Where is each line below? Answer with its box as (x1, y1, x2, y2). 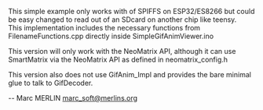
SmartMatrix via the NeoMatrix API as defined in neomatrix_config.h (8, 55, 228, 64)
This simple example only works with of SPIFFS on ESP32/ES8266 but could (8, 7, 255, 16)
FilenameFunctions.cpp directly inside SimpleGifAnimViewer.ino (8, 31, 214, 41)
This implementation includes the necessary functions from (8, 23, 201, 32)
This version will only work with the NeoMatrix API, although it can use (8, 47, 236, 55)
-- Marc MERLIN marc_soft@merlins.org (8, 94, 138, 102)
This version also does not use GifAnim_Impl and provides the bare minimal (8, 70, 251, 79)
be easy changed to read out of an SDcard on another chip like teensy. (8, 15, 237, 24)
